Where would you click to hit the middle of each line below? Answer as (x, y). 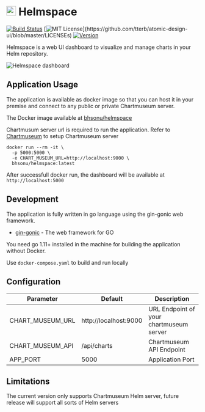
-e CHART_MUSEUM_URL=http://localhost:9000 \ (71, 158)
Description (172, 299)
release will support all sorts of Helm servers (63, 403)
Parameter (42, 299)
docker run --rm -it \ (35, 147)
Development (33, 200)
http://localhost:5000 (35, 180)
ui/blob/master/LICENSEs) (39, 35)
